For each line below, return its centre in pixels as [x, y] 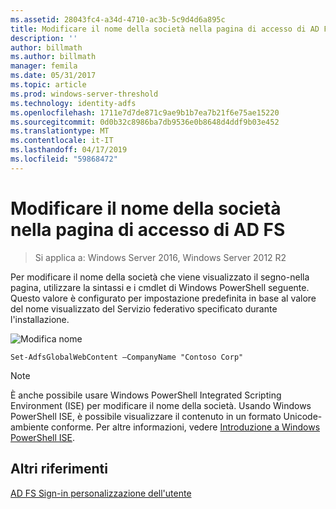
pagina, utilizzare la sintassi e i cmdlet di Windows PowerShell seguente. [160, 287]
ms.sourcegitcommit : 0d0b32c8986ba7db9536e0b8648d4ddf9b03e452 [145, 122]
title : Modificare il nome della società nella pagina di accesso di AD [165, 29]
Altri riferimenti [59, 469]
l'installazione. [40, 319]
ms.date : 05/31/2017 [53, 76]
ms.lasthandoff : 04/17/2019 [69, 150]
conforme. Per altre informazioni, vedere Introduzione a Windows [186, 427]
